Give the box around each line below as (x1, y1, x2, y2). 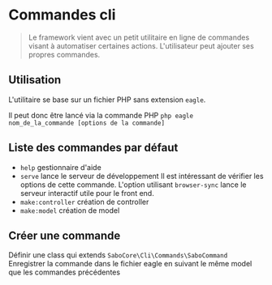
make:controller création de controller (19, 197, 149, 206)
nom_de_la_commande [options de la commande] (8, 119, 165, 127)
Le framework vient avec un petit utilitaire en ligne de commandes (28, 32, 250, 42)
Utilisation (8, 73, 62, 87)
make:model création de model (19, 205, 120, 215)
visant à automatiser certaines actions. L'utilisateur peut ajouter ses (28, 40, 254, 50)
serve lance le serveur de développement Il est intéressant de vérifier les (19, 171, 264, 181)
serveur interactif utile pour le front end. (19, 188, 154, 198)
